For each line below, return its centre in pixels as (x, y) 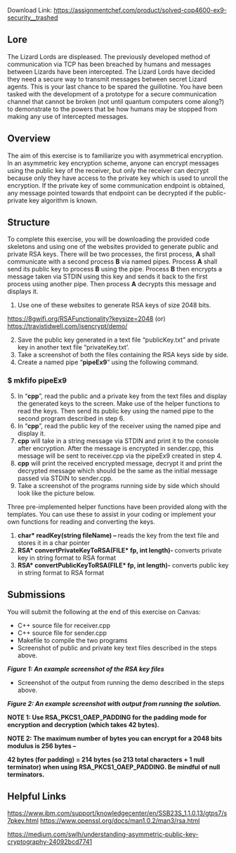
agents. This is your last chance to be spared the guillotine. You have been (115, 86)
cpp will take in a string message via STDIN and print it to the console (118, 441)
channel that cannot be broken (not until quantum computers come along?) (116, 101)
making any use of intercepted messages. (68, 116)
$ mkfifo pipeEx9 (37, 380)
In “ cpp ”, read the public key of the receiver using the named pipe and (119, 425)
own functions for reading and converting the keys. (81, 521)
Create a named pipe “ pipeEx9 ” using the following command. (108, 362)
